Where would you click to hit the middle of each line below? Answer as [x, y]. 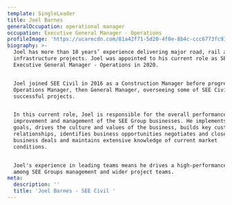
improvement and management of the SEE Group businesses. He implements [120, 121]
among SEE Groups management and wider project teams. [94, 172]
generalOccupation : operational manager [66, 26]
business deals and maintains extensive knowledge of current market [115, 140]
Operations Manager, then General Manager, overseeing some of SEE [113, 90]
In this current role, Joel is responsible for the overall [101, 115]
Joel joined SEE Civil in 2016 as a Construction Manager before [109, 84]
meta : [15, 178]
